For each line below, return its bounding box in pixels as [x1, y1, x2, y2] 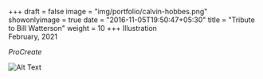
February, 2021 [8, 32, 58, 41]
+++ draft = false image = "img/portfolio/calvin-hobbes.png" [8, 7, 208, 16]
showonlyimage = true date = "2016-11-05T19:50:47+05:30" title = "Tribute [8, 15, 255, 24]
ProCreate [8, 47, 42, 56]
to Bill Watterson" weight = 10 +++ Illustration [8, 24, 158, 32]
